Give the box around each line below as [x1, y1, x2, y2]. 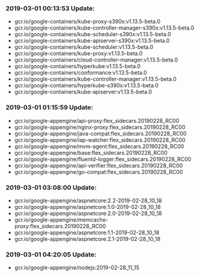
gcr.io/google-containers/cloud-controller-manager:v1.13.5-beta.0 [14, 56, 178, 64]
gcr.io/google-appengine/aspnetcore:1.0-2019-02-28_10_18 [14, 203, 161, 210]
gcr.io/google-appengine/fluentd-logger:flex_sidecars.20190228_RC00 [14, 155, 192, 163]
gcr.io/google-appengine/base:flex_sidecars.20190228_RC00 [14, 149, 168, 156]
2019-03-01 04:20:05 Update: [5, 250, 97, 258]
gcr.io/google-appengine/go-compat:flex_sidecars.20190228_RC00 [14, 168, 183, 175]
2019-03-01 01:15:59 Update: [5, 104, 93, 112]
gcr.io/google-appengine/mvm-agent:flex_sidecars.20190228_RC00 [14, 143, 184, 150]
